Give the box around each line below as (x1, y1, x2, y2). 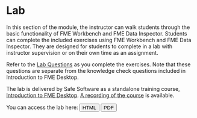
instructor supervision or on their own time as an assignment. (6, 49, 158, 56)
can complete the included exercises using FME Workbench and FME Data (6, 36, 192, 43)
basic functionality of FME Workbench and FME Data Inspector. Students (6, 29, 187, 37)
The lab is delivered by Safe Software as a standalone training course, (6, 85, 180, 92)
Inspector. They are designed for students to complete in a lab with (6, 43, 173, 50)
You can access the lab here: (6, 104, 78, 111)
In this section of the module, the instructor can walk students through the (6, 23, 190, 31)
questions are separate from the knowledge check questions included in (6, 67, 186, 74)
